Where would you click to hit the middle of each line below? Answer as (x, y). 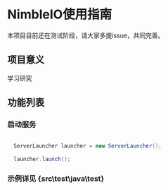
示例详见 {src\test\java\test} (56, 179)
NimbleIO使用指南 (60, 14)
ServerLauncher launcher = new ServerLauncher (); (88, 146)
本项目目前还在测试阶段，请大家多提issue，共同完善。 (86, 35)
